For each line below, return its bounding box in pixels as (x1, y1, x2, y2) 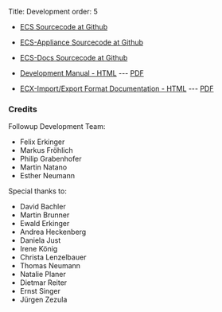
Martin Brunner (19, 210, 70, 220)
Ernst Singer (19, 287, 61, 296)
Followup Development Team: (8, 122, 106, 131)
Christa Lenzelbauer (19, 252, 87, 262)
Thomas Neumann (19, 261, 81, 271)
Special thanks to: (8, 186, 68, 196)
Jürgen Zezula (19, 294, 68, 305)
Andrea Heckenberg (19, 227, 87, 237)
